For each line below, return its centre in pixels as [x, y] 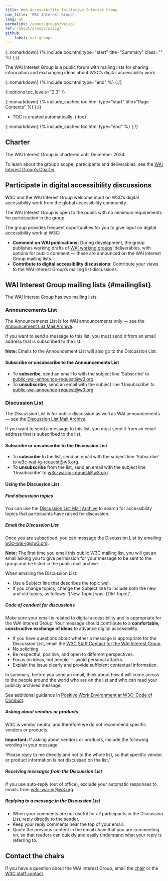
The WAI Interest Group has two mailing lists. [52, 297]
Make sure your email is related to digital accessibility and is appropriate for [83, 617]
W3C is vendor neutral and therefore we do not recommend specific [76, 724]
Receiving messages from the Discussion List [54, 772]
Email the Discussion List [32, 525]
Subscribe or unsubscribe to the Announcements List [62, 362]
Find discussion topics [29, 495]
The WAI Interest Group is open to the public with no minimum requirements [83, 212]
